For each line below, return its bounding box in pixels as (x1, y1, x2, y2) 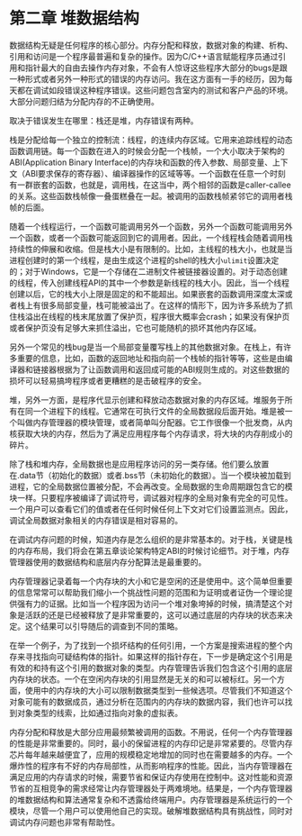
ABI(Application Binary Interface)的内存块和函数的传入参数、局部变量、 (9, 157, 272, 168)
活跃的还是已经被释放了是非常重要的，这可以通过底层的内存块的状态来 (24, 609, 285, 620)
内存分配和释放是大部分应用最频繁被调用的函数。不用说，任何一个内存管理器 (9, 726, 293, 737)
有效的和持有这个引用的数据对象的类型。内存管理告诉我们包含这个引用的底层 (9, 662, 293, 673)
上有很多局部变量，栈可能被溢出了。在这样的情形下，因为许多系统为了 (24, 299, 285, 311)
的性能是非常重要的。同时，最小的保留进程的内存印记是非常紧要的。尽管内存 (9, 738, 293, 749)
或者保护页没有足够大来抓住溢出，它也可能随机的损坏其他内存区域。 (9, 322, 262, 333)
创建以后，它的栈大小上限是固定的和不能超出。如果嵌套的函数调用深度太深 (9, 288, 285, 299)
